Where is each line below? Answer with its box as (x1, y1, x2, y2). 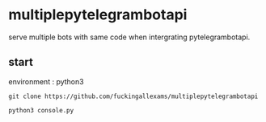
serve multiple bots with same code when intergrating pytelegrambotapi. (8, 32, 251, 42)
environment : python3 (8, 76, 84, 86)
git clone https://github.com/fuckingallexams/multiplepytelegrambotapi (8, 92, 259, 100)
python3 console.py (8, 106, 74, 114)
